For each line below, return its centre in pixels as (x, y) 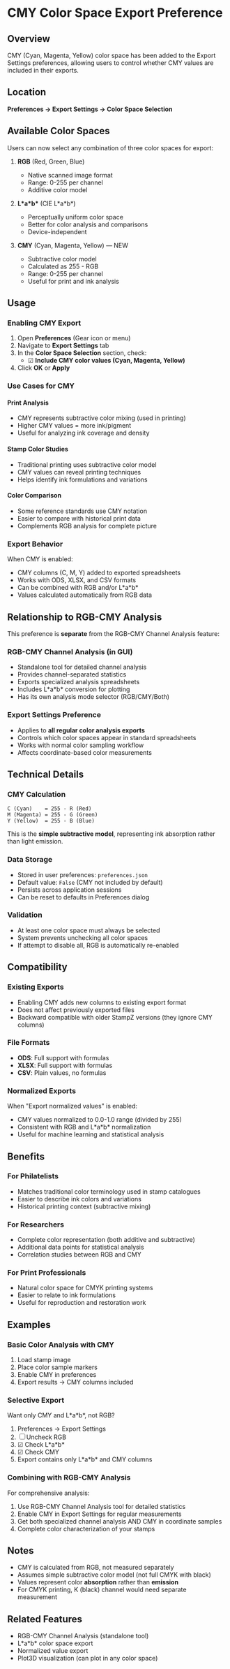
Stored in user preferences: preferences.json (83, 874)
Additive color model (58, 189)
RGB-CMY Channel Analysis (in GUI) (70, 651)
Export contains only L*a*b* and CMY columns (85, 1459)
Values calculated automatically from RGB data (84, 595)
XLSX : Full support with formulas (65, 1065)
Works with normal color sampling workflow (80, 745)
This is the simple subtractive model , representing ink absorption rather (111, 834)
